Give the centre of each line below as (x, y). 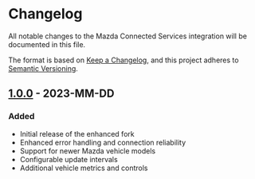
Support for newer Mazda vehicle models (88, 151)
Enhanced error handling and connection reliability (103, 142)
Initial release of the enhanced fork (77, 133)
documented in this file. (47, 44)
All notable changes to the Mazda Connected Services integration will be (127, 36)
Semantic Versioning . (43, 68)
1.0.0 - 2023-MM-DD (61, 94)
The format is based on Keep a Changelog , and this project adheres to (124, 60)
